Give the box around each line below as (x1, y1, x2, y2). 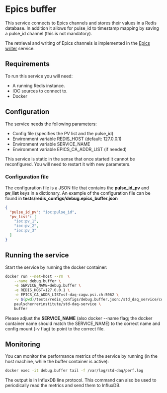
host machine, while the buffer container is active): (5, 359, 109, 365)
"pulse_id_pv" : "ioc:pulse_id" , (9, 210, 77, 215)
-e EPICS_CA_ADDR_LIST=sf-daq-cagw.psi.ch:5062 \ (14, 292, 119, 298)
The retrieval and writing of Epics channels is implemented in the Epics (5, 40, 150, 46)
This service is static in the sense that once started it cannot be (5, 156, 135, 162)
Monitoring (5, 340, 41, 349)
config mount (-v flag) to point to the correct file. (5, 325, 105, 331)
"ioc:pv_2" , (14, 224, 39, 229)
